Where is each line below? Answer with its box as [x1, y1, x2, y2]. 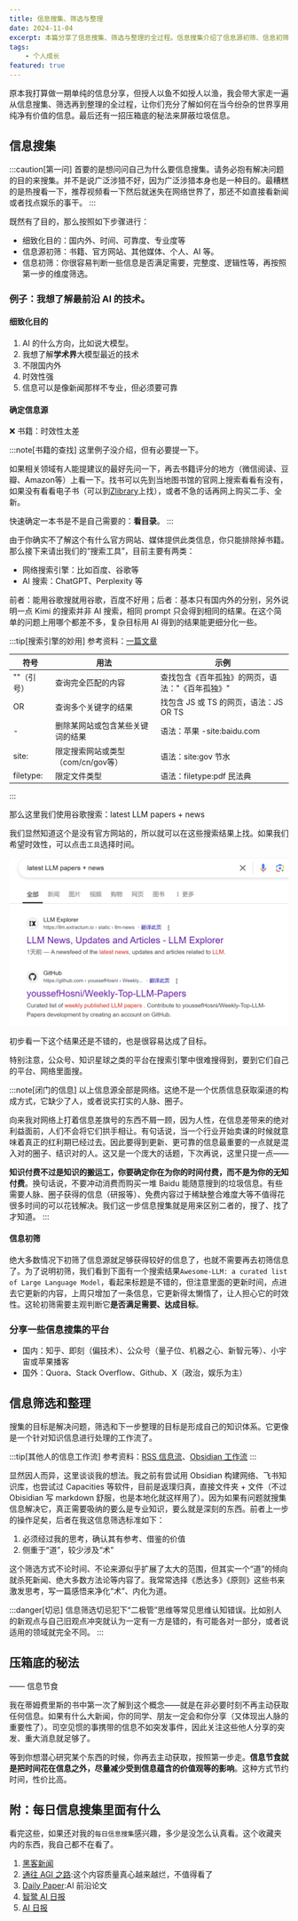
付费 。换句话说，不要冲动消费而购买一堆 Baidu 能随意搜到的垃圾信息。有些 [9, 1178, 284, 1189]
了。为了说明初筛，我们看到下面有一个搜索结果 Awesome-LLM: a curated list [9, 1265, 288, 1276]
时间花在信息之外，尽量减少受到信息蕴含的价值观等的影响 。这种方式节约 [24, 1763, 289, 1773]
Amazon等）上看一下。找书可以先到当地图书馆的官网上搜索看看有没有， [24, 475, 288, 485]
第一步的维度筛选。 [21, 268, 93, 279]
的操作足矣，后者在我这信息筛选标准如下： [9, 1514, 165, 1525]
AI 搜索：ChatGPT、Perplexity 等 [21, 576, 144, 587]
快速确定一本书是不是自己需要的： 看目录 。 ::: [9, 516, 175, 526]
